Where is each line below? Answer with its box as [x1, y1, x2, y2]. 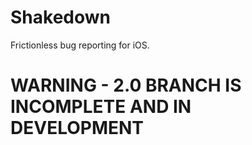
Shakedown [10, 6, 111, 29]
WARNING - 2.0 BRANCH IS [10, 74, 242, 97]
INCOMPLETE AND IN [10, 96, 192, 118]
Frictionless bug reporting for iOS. [10, 39, 150, 51]
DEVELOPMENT [10, 117, 145, 140]
